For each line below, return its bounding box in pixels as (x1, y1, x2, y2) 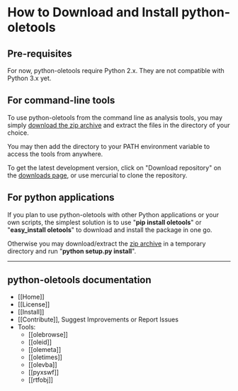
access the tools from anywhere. (7, 150, 103, 158)
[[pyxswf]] (28, 368, 59, 377)
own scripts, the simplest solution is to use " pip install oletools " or (7, 218, 202, 226)
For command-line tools (7, 94, 115, 106)
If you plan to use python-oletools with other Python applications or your (7, 210, 220, 219)
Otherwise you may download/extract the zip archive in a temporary (7, 239, 206, 248)
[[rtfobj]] (28, 375, 53, 384)
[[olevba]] (28, 360, 58, 369)
